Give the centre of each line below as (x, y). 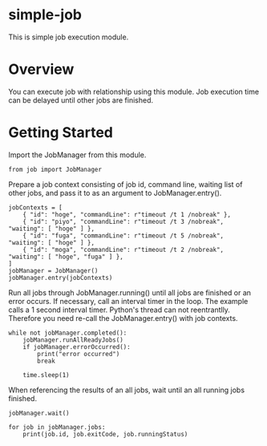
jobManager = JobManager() (53, 270)
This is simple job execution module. (69, 37)
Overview (41, 69)
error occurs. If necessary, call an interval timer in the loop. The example (128, 301)
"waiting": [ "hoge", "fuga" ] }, (66, 257)
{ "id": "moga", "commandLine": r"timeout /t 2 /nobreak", (123, 249)
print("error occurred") (79, 354)
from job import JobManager (55, 169)
